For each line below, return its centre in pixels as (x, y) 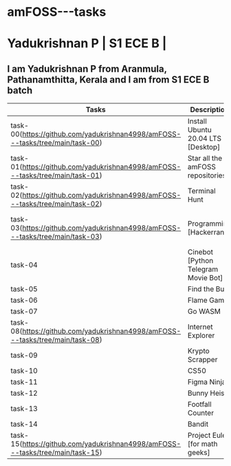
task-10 (24, 371)
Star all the (205, 158)
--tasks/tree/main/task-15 (55, 453)
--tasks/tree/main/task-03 (55, 237)
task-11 (24, 382)
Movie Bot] (206, 278)
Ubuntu (200, 130)
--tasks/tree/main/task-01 (55, 176)
